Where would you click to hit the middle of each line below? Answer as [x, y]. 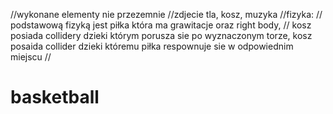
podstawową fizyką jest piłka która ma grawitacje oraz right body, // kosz [161, 25]
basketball [55, 97]
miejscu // [31, 57]
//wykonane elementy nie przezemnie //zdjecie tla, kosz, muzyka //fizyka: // [166, 14]
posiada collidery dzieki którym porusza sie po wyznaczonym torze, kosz [161, 35]
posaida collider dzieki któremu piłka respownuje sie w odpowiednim [152, 46]
